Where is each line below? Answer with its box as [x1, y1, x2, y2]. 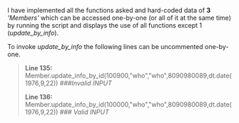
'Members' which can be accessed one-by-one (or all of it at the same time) [7, 14, 232, 22]
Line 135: [24, 64, 53, 72]
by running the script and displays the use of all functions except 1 [7, 21, 203, 29]
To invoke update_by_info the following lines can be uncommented [7, 43, 203, 50]
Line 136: [24, 92, 53, 101]
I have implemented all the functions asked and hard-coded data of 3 [7, 6, 211, 14]
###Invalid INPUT [59, 79, 112, 87]
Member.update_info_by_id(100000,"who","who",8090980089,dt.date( [24, 100, 232, 109]
